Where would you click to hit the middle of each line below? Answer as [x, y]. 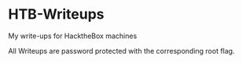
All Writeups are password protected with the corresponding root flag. [121, 51]
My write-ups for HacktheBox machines [73, 36]
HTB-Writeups [56, 14]
